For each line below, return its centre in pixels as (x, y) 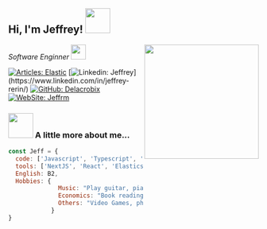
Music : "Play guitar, (94, 188)
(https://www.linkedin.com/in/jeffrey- (69, 80)
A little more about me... (82, 134)
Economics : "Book (87, 196)
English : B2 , (37, 173)
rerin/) (19, 89)
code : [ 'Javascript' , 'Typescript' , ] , (96, 159)
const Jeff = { (33, 152)
